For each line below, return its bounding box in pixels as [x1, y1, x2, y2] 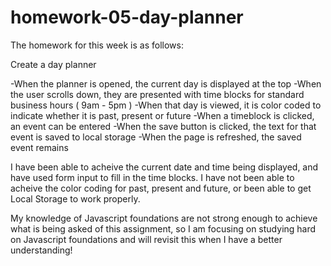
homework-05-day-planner [10, 6, 244, 29]
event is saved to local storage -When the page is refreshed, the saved [10, 131, 302, 143]
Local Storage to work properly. [10, 192, 141, 205]
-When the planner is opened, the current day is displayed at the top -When [10, 77, 322, 90]
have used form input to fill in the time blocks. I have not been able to [10, 171, 295, 183]
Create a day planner [10, 58, 97, 70]
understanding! [10, 244, 73, 256]
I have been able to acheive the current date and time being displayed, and [10, 161, 319, 173]
